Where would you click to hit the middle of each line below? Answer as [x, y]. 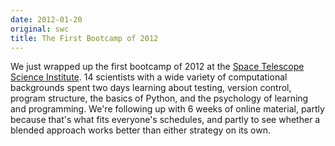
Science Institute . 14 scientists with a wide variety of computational [149, 77]
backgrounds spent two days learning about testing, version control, [151, 88]
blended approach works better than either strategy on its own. [140, 130]
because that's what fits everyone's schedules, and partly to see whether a [165, 120]
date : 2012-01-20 [46, 19]
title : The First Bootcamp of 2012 [84, 38]
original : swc [40, 29]
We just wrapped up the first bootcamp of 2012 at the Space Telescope [157, 67]
